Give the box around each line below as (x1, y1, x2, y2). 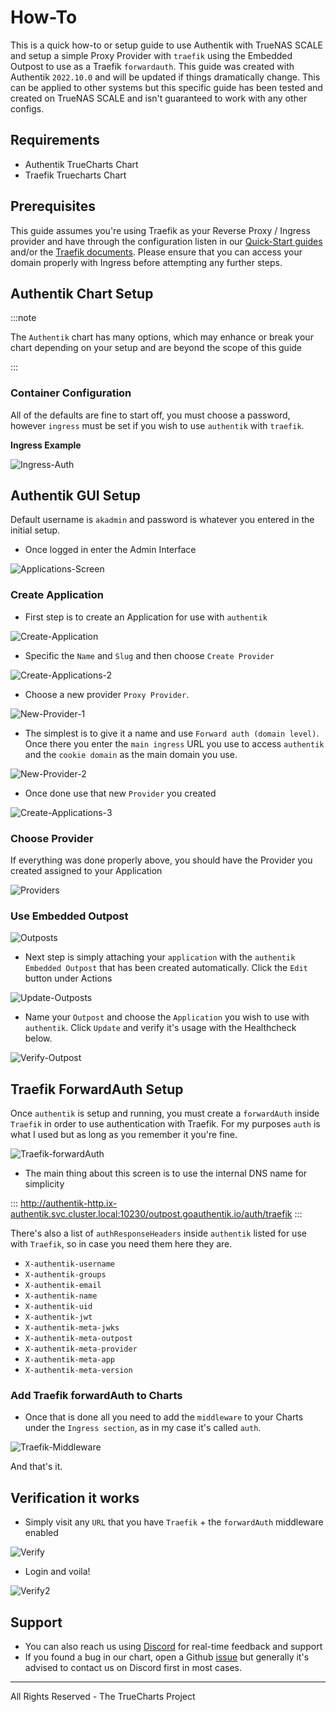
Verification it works (10, 1489, 140, 1506)
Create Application (10, 588, 104, 602)
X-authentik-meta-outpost (24, 1334, 133, 1344)
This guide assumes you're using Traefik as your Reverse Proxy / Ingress (10, 224, 311, 236)
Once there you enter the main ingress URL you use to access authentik (24, 737, 325, 750)
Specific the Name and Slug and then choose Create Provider (24, 649, 275, 661)
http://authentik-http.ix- (20, 1197, 118, 1210)
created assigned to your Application (10, 865, 163, 877)
